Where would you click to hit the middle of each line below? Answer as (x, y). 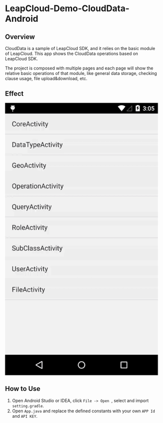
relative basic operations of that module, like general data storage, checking (81, 73)
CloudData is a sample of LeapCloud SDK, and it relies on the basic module (80, 48)
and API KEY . (25, 416)
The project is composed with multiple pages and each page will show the (79, 68)
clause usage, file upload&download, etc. (46, 79)
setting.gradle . (28, 405)
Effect (14, 94)
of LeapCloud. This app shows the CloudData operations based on (72, 53)
